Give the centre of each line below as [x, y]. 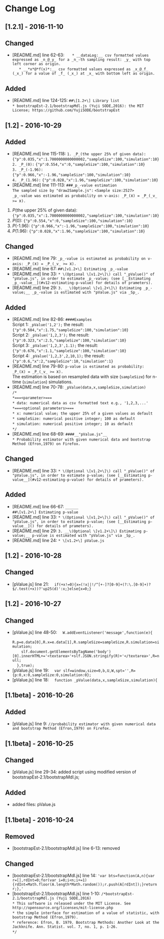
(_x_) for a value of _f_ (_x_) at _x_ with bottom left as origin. [83, 74]
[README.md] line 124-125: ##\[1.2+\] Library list [66, 101]
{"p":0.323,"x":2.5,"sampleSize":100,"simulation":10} [69, 341]
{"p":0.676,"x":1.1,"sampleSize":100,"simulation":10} [69, 351]
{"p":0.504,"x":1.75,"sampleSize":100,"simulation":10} [70, 330]
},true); [26, 666]
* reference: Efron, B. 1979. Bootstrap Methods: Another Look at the [86, 923]
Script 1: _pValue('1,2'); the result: [48, 325]
